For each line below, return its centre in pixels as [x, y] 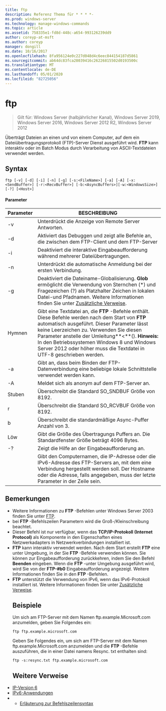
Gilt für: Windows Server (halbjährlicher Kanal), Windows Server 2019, [89, 117]
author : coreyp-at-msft [30, 38]
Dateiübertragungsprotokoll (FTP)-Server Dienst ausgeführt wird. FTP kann [82, 142]
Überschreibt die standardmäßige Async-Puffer [93, 420]
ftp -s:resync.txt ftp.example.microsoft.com [60, 660]
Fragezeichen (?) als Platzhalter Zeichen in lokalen [96, 291]
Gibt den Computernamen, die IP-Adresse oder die [97, 456]
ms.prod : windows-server [31, 19]
